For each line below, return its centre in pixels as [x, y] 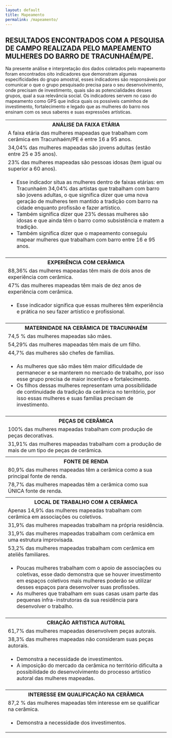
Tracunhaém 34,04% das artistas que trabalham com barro [88, 189]
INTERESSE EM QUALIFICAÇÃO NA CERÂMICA [86, 695]
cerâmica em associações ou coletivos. [55, 517]
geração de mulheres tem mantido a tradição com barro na [87, 202]
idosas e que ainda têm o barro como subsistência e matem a [90, 220]
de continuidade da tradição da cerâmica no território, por [86, 392]
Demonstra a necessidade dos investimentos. [71, 723]
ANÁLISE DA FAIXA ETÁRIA [86, 125]
